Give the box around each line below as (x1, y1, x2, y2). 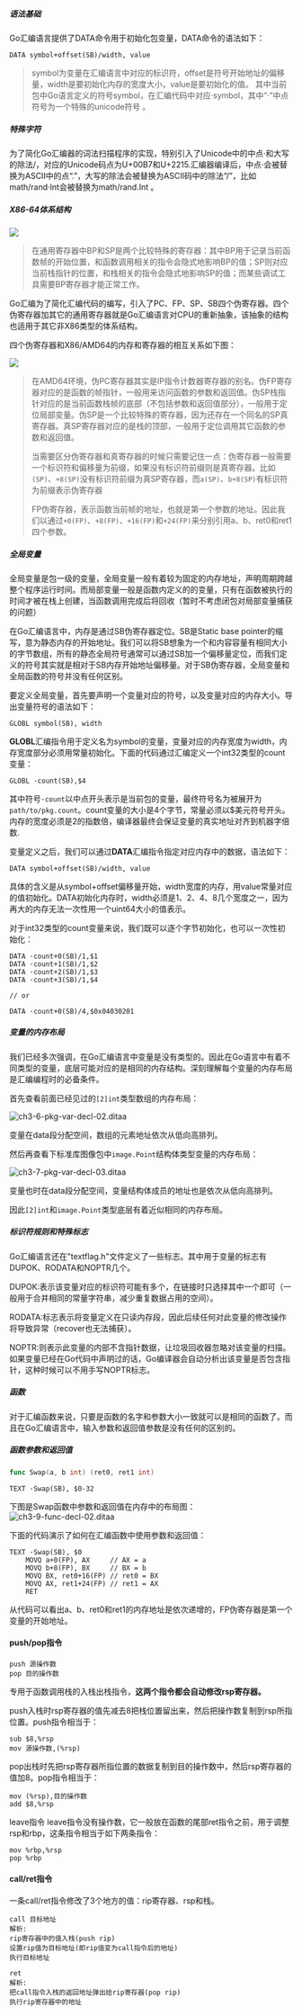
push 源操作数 (9, 1660, 57, 1669)
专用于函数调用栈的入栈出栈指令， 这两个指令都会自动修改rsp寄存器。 (9, 1686, 267, 1697)
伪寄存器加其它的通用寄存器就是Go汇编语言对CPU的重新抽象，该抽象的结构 (9, 309, 289, 319)
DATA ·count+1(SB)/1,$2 (9, 959, 99, 969)
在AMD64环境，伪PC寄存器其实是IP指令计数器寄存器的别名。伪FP (31, 375, 277, 386)
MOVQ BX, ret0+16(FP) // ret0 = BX (25, 1571, 159, 1581)
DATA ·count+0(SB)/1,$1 (9, 952, 99, 961)
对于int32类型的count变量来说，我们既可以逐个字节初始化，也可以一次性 (9, 922, 278, 933)
